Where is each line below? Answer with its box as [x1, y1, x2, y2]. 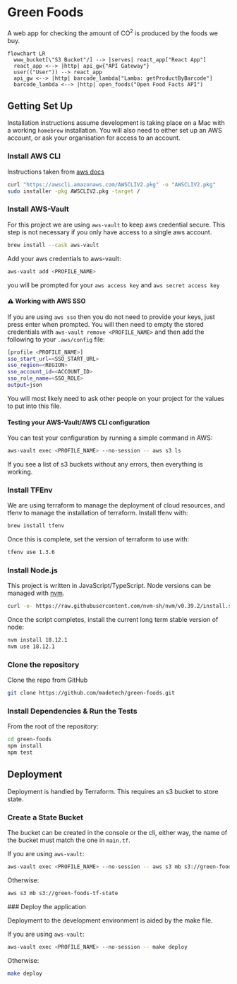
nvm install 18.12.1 [7, 637, 68, 644]
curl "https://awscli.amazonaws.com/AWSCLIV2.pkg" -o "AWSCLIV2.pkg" [7, 181, 217, 188]
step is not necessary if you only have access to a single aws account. [7, 227, 212, 236]
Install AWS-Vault [7, 204, 69, 214]
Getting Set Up [7, 100, 73, 112]
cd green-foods [7, 736, 52, 743]
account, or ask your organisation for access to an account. [7, 133, 181, 142]
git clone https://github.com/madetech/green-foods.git [7, 690, 175, 697]
